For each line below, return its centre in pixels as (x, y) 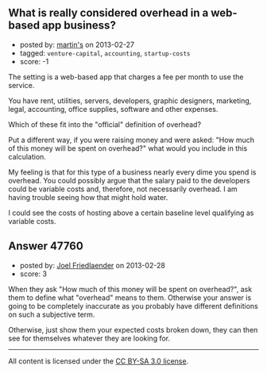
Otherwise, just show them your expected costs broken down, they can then (133, 329)
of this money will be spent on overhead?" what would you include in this (128, 148)
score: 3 (33, 274)
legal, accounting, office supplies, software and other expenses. (113, 109)
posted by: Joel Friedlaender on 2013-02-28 (92, 265)
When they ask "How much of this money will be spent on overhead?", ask (130, 289)
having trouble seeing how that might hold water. (88, 197)
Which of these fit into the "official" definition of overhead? (104, 124)
